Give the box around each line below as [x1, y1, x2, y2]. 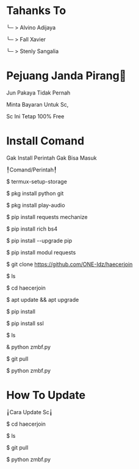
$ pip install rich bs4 [6, 225, 58, 232]
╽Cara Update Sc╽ [6, 408, 53, 415]
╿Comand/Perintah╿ [6, 166, 57, 173]
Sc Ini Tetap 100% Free [6, 112, 65, 120]
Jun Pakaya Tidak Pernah [6, 89, 71, 96]
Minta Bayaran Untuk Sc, [6, 101, 69, 108]
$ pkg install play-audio [6, 201, 65, 209]
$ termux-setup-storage [6, 177, 67, 185]
